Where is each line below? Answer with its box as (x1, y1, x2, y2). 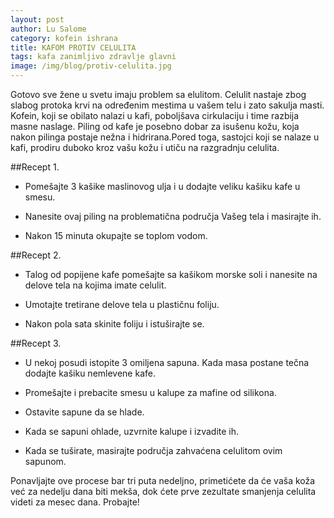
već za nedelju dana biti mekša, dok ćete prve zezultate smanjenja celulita (10, 486, 317, 497)
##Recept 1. (10, 161, 60, 173)
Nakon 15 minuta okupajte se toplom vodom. (24, 230, 208, 241)
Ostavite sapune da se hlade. (24, 406, 145, 418)
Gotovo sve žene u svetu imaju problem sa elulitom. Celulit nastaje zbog (10, 89, 307, 100)
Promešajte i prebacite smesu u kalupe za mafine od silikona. (24, 387, 277, 398)
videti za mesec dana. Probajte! (10, 496, 140, 508)
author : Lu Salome (10, 24, 87, 34)
